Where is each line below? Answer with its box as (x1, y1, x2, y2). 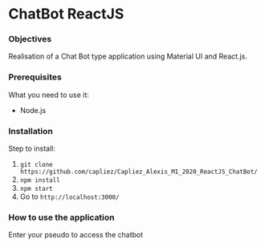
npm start (19, 185, 54, 193)
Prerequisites (8, 71, 62, 83)
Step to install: (8, 144, 56, 153)
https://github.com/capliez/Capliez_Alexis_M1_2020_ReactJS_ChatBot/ (19, 168, 259, 176)
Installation (8, 125, 54, 136)
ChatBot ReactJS (8, 5, 124, 23)
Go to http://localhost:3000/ (19, 192, 120, 201)
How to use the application (8, 212, 115, 223)
